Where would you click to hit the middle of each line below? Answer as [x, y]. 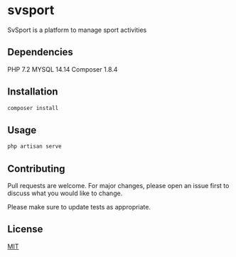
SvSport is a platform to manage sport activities [77, 30]
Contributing [36, 169]
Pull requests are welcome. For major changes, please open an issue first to [118, 185]
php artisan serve [34, 147]
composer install [33, 108]
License [25, 229]
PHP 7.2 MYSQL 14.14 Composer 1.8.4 [63, 69]
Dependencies [40, 52]
